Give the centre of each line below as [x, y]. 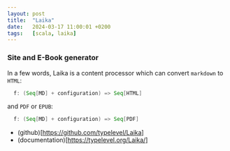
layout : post [26, 14]
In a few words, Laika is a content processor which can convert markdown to [115, 73]
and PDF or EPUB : [30, 106]
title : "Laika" [31, 20]
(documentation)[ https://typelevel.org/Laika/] [82, 140]
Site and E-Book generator [53, 58]
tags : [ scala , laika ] [42, 33]
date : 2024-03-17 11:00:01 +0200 [59, 27]
